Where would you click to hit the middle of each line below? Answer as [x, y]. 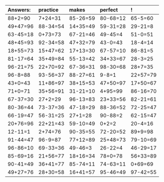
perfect [109, 10]
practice [48, 10]
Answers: [19, 10]
